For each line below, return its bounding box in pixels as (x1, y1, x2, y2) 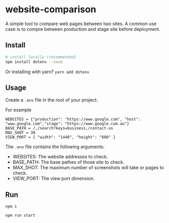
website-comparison (5, 4, 96, 15)
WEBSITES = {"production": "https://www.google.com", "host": (5, 117, 141, 122)
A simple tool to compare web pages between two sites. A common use (5, 21, 157, 27)
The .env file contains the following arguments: (5, 144, 105, 150)
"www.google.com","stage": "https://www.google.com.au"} (5, 121, 130, 127)
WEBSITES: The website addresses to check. (12, 154, 109, 160)
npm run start (5, 213, 36, 218)
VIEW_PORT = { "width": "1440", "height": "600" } (5, 135, 116, 140)
